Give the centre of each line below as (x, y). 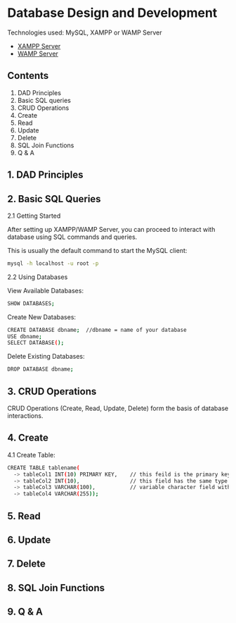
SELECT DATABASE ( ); (36, 343)
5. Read (24, 516)
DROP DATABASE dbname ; (40, 369)
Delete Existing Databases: (46, 357)
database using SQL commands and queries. (72, 237)
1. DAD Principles (45, 175)
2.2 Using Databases (38, 277)
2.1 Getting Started (34, 216)
